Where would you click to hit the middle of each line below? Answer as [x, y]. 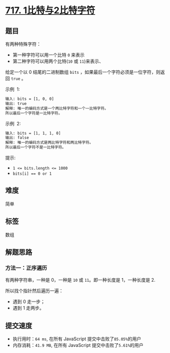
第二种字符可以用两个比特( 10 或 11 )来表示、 [58, 61]
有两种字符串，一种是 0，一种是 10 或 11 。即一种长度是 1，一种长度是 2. [80, 280]
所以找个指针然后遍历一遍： [34, 291]
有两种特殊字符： [23, 44]
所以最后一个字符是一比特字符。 [34, 113]
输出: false [17, 138]
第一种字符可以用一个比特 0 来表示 [49, 55]
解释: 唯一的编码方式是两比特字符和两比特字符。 [49, 143]
